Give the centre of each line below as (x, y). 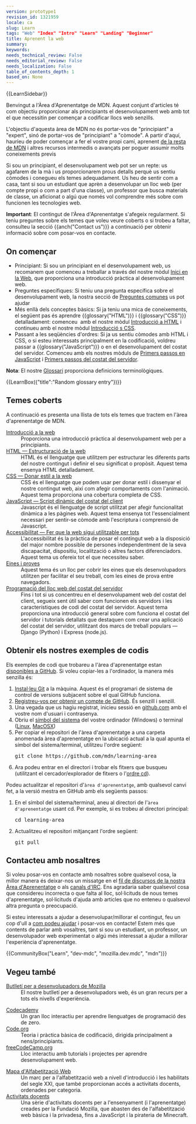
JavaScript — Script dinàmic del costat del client (65, 501)
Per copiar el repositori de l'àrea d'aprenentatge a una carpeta (90, 732)
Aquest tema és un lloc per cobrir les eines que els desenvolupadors (103, 569)
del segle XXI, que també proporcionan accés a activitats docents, (101, 1084)
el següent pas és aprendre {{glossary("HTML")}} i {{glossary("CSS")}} (100, 316)
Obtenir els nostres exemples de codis (78, 651)
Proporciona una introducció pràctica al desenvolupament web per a (103, 438)
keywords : (18, 50)
